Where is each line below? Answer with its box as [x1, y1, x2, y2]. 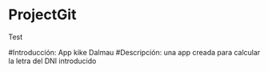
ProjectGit [8, 6, 77, 24]
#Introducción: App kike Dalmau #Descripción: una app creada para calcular [8, 47, 261, 57]
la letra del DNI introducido [8, 56, 97, 66]
